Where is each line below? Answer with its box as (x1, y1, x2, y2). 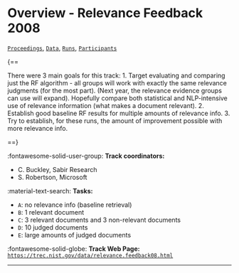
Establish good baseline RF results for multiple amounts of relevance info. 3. (7, 109, 230, 117)
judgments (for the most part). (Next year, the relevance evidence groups (7, 86, 223, 95)
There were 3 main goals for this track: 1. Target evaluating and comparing (7, 71, 225, 80)
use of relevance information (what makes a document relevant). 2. (7, 101, 204, 109)
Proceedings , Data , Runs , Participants (7, 43, 117, 52)
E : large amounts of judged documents (17, 230, 132, 239)
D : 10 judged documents (17, 223, 88, 232)
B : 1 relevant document (17, 208, 85, 216)
